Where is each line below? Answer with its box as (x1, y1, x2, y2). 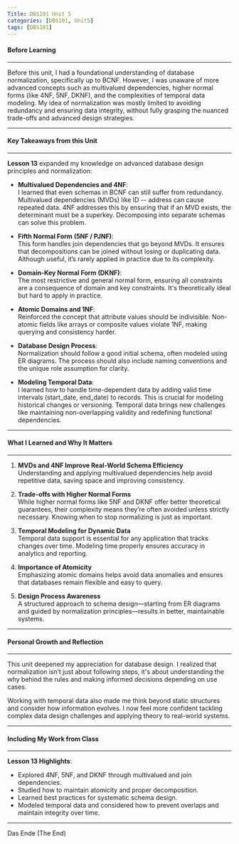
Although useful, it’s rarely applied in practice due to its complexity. (17, 254, 215, 263)
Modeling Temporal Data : (17, 378, 95, 386)
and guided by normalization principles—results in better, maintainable (17, 606, 225, 616)
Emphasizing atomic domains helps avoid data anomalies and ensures (17, 570, 223, 579)
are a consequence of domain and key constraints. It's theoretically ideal (17, 283, 231, 292)
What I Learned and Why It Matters (7, 438, 112, 447)
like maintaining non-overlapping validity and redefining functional (17, 408, 212, 416)
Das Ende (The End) (7, 829, 66, 838)
